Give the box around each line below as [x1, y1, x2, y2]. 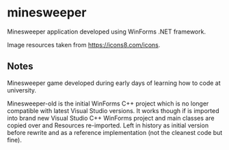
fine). [7, 136, 22, 144]
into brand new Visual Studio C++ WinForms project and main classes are [7, 114, 215, 122]
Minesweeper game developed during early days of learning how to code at [7, 79, 221, 87]
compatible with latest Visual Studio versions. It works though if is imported [7, 106, 219, 114]
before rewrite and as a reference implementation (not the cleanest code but [7, 128, 223, 136]
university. [7, 86, 36, 94]
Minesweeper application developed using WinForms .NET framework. [7, 27, 206, 36]
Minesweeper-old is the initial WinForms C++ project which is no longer [7, 99, 209, 108]
